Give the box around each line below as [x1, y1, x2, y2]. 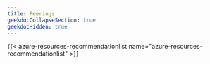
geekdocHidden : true [7, 23, 68, 30]
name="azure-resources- [128, 42, 203, 51]
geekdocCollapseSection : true [7, 17, 97, 24]
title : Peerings [7, 10, 55, 17]
